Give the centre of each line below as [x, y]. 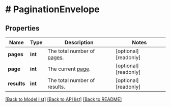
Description [79, 43]
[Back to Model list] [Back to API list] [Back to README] [64, 99]
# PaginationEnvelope [53, 9]
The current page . [69, 69]
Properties [22, 28]
